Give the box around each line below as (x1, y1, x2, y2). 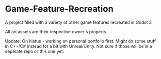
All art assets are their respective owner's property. (5, 29, 108, 34)
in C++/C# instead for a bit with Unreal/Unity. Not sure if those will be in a (5, 43, 152, 49)
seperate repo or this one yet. (5, 48, 64, 54)
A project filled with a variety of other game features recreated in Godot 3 (5, 19, 152, 25)
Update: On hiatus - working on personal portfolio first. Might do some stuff (5, 38, 156, 44)
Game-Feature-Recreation (5, 3, 114, 15)
